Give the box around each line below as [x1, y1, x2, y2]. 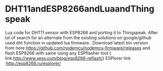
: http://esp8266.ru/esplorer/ [5, 60, 61, 66]
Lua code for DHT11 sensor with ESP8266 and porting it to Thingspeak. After [5, 29, 158, 35]
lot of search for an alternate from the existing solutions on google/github [5, 35, 152, 41]
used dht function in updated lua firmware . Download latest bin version [5, 40, 148, 45]
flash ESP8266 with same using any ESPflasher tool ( [5, 50, 112, 56]
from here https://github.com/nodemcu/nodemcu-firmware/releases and [5, 45, 150, 51]
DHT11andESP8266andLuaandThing [5, 3, 155, 14]
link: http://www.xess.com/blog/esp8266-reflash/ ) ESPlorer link [5, 55, 131, 61]
